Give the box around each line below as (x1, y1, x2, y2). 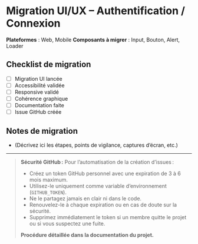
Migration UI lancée (14, 75, 63, 82)
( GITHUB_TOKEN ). (29, 189, 67, 196)
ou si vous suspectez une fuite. (29, 220, 105, 227)
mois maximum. (29, 176, 68, 183)
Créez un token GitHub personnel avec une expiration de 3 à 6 (29, 170, 181, 177)
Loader (6, 42, 24, 50)
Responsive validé (14, 88, 60, 95)
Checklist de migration (6, 60, 91, 70)
